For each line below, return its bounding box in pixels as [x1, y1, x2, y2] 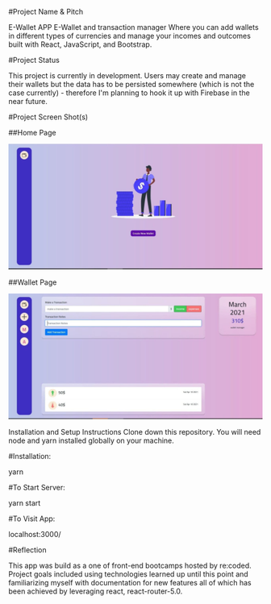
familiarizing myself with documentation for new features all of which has [8, 577, 252, 587]
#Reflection [8, 544, 47, 555]
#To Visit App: [8, 514, 56, 523]
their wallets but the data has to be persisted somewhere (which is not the [8, 80, 255, 89]
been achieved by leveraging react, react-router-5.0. [8, 586, 183, 596]
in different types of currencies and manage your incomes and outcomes [8, 31, 252, 40]
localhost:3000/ [8, 529, 62, 539]
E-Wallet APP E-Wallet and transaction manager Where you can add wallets [8, 23, 260, 31]
